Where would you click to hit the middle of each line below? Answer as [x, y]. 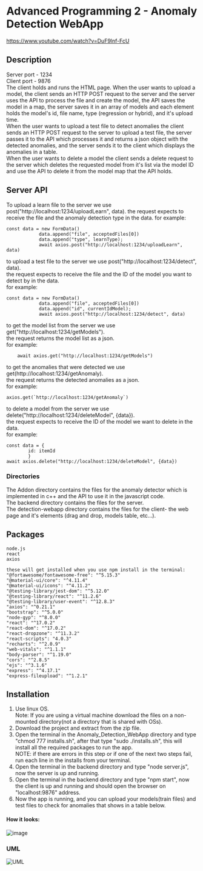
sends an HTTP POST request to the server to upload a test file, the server [99, 132]
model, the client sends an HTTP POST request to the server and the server [101, 94]
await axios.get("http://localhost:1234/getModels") [85, 356]
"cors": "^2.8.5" [28, 660]
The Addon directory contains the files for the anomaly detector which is [97, 490]
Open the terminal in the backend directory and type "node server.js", [102, 767]
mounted [26, 722]
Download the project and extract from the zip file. [78, 728]
